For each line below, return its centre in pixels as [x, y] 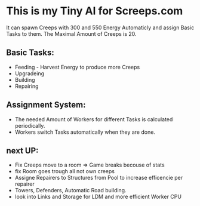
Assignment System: [46, 105]
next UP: [22, 150]
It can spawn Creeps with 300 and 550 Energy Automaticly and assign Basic [100, 27]
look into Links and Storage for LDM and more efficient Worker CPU [98, 197]
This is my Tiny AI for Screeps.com [95, 11]
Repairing [27, 86]
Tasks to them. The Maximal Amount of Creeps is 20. [71, 33]
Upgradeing [30, 73]
